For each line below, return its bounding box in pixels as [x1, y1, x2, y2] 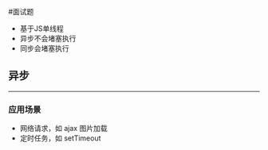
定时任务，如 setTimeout [19, 133, 101, 143]
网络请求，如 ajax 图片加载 [19, 124, 108, 133]
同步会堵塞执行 [19, 44, 69, 53]
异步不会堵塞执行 [19, 34, 77, 43]
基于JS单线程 [19, 24, 64, 33]
